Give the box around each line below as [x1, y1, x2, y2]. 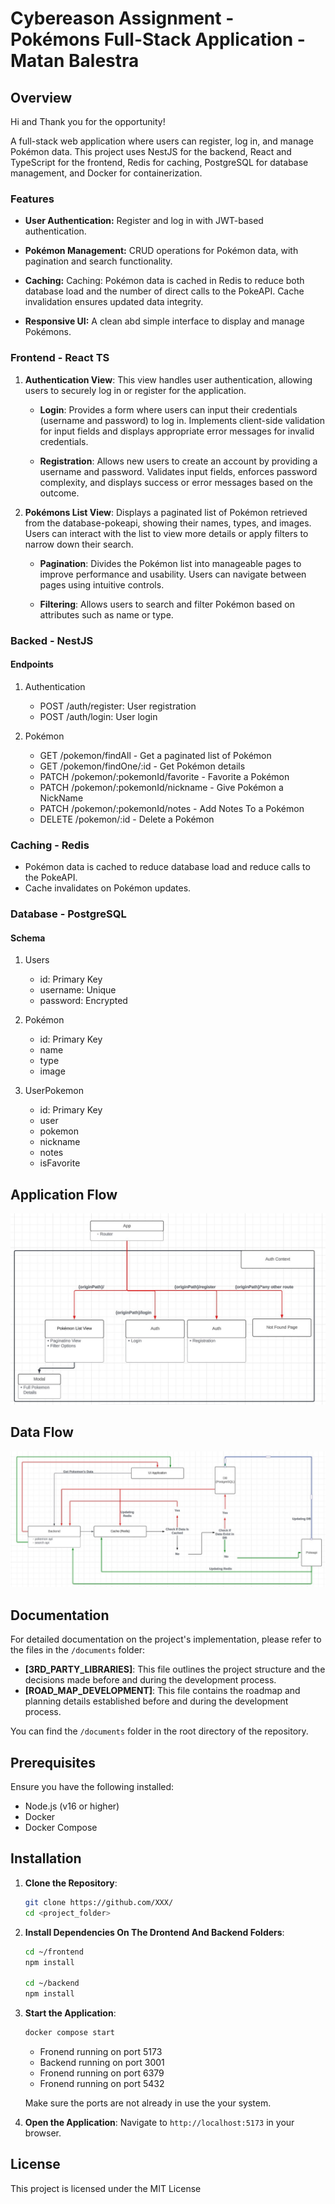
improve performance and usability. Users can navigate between [39, 568, 307, 580]
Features [10, 192, 55, 206]
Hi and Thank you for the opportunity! [10, 116, 166, 127]
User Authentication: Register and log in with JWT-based [24, 215, 264, 227]
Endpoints [10, 658, 54, 671]
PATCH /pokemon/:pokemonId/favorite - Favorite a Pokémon [39, 770, 290, 782]
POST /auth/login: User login [39, 710, 158, 722]
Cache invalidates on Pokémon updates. [24, 882, 192, 894]
